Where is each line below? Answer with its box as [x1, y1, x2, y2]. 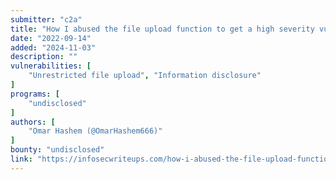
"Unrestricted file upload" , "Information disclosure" [28, 71, 262, 81]
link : [10, 154, 33, 164]
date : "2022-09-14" [10, 33, 92, 43]
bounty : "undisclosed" [10, 145, 105, 155]
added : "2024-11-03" [10, 42, 97, 53]
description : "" [10, 52, 78, 62]
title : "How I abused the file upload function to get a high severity [10, 24, 315, 34]
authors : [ [10, 117, 56, 127]
